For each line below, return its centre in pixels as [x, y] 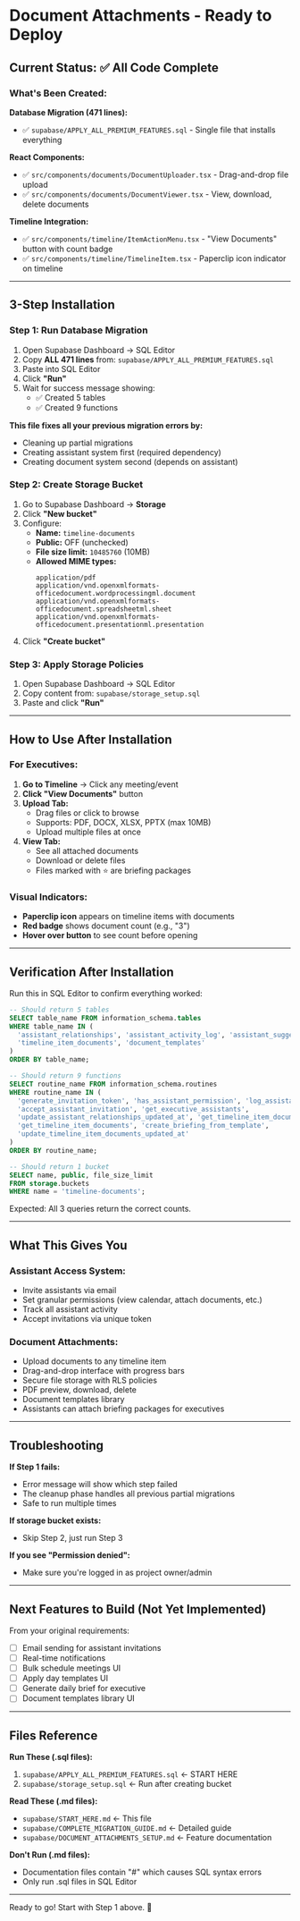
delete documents [55, 204]
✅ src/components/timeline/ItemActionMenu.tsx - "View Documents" [150, 239]
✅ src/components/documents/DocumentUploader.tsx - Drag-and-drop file [155, 174]
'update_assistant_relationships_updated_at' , [105, 1117]
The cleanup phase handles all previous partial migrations [128, 1494]
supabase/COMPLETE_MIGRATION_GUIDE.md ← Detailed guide [127, 1828]
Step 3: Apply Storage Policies [77, 664]
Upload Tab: [45, 803]
